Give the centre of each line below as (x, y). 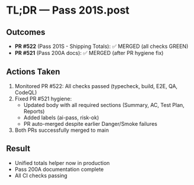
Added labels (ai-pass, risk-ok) (61, 117)
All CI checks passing (41, 176)
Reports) (34, 111)
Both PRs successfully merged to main (62, 130)
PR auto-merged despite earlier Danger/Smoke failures (90, 124)
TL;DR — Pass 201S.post (68, 10)
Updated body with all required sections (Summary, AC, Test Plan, (104, 105)
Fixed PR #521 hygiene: (43, 99)
